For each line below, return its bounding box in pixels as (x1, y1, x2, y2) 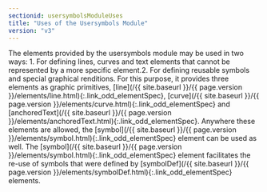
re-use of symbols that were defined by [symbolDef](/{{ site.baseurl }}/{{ (8, 159, 249, 169)
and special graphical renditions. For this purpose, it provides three (8, 74, 229, 84)
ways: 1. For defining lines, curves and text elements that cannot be (8, 57, 230, 66)
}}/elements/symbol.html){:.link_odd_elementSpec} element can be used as (8, 134, 257, 143)
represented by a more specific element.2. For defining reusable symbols (8, 66, 250, 75)
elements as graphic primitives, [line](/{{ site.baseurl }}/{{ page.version (8, 82, 242, 92)
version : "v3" (8, 26, 56, 34)
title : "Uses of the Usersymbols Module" (8, 19, 149, 27)
